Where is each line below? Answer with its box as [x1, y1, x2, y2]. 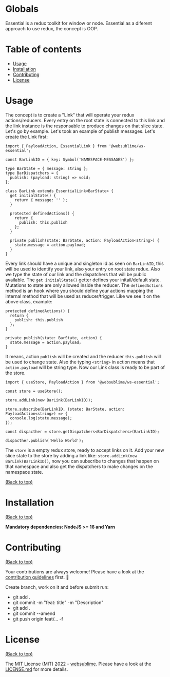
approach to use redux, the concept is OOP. [5, 25, 99, 31]
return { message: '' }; [14, 197, 68, 203]
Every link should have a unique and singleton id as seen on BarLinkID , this [5, 260, 164, 266]
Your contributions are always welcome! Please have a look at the [5, 568, 144, 575]
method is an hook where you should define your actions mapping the [5, 287, 154, 294]
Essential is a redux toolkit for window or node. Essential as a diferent [5, 20, 153, 26]
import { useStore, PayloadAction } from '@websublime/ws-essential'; [5, 379, 160, 385]
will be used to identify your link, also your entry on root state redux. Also [5, 265, 160, 272]
